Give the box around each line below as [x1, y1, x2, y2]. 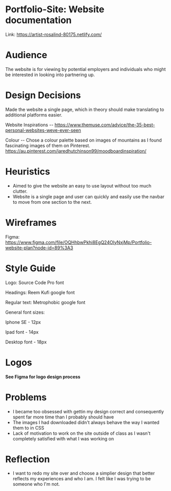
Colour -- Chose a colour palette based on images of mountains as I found [5, 137, 162, 143]
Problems [5, 391, 47, 403]
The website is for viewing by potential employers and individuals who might [5, 66, 166, 72]
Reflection [5, 453, 50, 465]
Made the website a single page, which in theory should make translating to [5, 106, 164, 112]
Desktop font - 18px [5, 339, 47, 345]
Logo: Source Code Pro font [5, 279, 64, 286]
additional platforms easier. [5, 111, 63, 118]
